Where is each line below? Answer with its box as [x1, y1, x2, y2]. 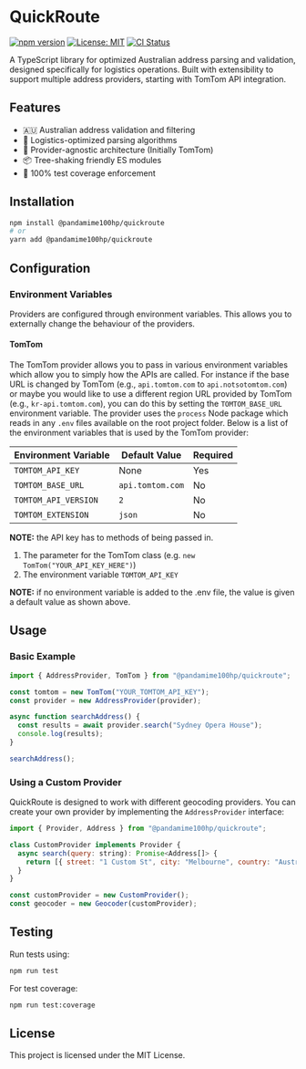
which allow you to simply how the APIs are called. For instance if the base [9, 369, 290, 380]
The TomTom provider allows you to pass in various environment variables [9, 359, 289, 370]
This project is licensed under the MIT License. [9, 1050, 186, 1061]
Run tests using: [9, 949, 70, 960]
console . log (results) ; [17, 730, 104, 739]
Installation [9, 194, 75, 210]
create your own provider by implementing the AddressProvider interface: [9, 806, 285, 817]
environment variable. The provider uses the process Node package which [9, 408, 289, 419]
